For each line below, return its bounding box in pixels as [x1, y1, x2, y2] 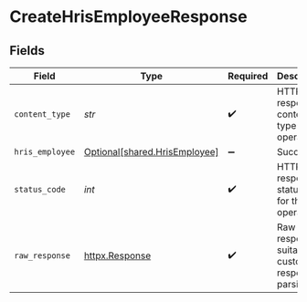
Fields [9, 43, 46, 58]
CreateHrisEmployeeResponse [9, 6, 249, 27]
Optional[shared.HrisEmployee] [83, 146, 219, 158]
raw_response [14, 251, 71, 261]
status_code [14, 184, 67, 194]
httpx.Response [83, 249, 152, 262]
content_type [14, 109, 71, 120]
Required [228, 70, 269, 82]
